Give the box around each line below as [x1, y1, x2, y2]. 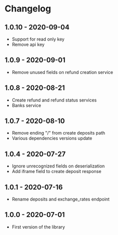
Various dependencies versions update [11, 135, 93, 141]
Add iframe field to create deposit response [11, 168, 102, 174]
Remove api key [11, 41, 45, 47]
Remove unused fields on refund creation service [11, 69, 114, 75]
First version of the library [11, 223, 65, 230]
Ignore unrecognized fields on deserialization [11, 163, 105, 169]
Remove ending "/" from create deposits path [11, 130, 106, 136]
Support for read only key [11, 36, 65, 42]
